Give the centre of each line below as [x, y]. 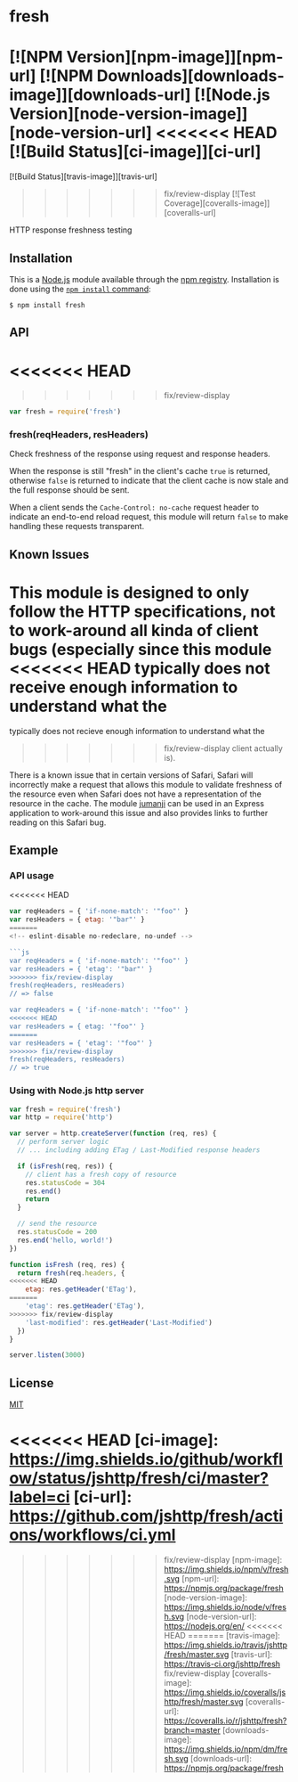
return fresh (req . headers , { [71, 1273]
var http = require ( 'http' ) [61, 1117]
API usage [32, 876]
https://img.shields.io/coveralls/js [225, 1692]
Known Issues [49, 554]
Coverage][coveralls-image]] [217, 203]
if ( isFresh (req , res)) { [65, 1166]
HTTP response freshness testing [71, 230]
